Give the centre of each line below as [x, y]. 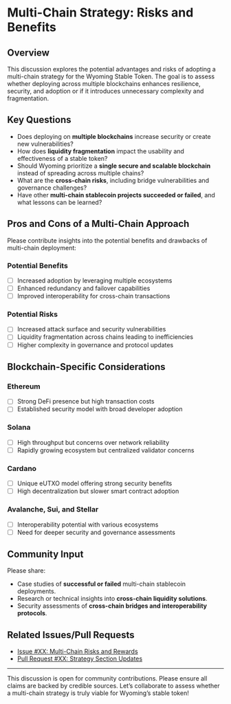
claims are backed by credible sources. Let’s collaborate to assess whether [113, 686]
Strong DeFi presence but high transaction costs [86, 401]
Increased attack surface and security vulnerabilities [91, 329]
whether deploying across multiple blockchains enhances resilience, [104, 84]
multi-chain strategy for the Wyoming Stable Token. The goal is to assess [111, 76]
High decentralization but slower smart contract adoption [98, 491]
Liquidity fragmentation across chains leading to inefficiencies [105, 337]
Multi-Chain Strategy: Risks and [100, 13]
